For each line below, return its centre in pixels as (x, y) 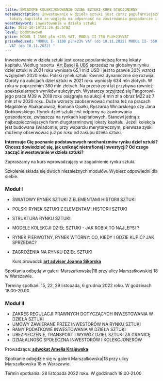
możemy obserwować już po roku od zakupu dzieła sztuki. (64, 132)
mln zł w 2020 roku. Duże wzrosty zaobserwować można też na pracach (78, 101)
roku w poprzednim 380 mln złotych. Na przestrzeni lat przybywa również (79, 85)
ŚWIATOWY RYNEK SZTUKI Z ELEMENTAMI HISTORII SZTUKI (74, 199)
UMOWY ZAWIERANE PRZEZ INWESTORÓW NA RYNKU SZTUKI (76, 324)
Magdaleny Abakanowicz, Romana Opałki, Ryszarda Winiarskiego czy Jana (80, 106)
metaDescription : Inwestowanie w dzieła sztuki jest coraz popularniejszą (82, 14)
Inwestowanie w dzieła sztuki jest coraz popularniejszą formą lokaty (73, 60)
